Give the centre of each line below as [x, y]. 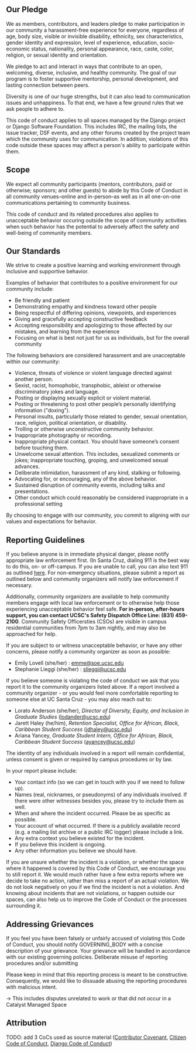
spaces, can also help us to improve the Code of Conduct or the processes [97, 899]
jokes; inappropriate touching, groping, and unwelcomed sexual [91, 461]
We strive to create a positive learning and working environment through [93, 265]
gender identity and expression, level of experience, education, [82, 42]
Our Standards [33, 251]
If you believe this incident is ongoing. [60, 845]
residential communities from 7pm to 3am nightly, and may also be [86, 628]
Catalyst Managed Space [37, 1005]
